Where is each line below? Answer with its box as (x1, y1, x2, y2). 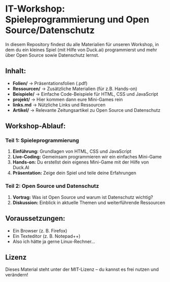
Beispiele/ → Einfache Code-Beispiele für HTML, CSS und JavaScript (12, 91, 158, 97)
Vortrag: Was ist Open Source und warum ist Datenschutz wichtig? (12, 194, 153, 200)
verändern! (5, 272, 28, 278)
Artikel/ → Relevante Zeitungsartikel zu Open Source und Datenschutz (12, 107, 161, 113)
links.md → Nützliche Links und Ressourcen (12, 102, 106, 108)
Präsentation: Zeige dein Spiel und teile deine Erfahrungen (12, 170, 137, 176)
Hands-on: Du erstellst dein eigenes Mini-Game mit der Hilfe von (12, 159, 149, 165)
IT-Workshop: (5, 3, 65, 15)
